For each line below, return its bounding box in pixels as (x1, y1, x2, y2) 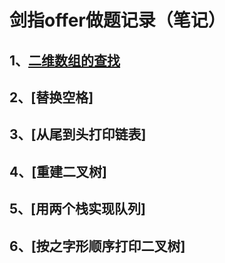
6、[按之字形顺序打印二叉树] (9, 237, 186, 255)
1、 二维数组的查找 (9, 52, 121, 69)
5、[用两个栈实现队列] (9, 201, 146, 218)
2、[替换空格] (9, 89, 94, 106)
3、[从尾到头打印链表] (9, 126, 147, 143)
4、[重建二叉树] (9, 163, 108, 180)
